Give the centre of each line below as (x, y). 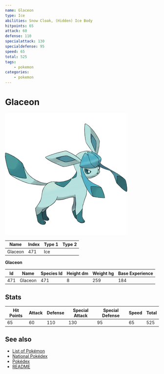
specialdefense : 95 (25, 46)
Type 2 (70, 244)
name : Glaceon (20, 10)
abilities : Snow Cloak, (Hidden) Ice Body (49, 21)
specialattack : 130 (25, 42)
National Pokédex (30, 356)
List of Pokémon (29, 351)
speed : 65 (15, 51)
